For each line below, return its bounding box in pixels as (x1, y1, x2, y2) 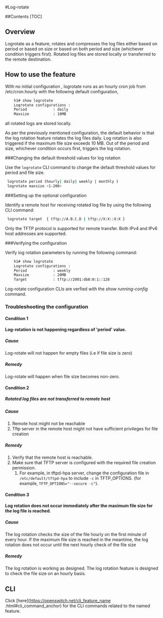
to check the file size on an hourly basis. (5, 571, 86, 576)
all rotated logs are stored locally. (5, 121, 72, 127)
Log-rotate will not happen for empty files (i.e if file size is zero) (5, 350, 133, 356)
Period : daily (14, 107, 69, 112)
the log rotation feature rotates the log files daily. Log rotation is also (5, 135, 142, 141)
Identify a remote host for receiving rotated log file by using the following (5, 202, 151, 208)
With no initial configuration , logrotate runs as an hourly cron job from (5, 83, 146, 89)
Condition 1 (5, 315, 28, 321)
